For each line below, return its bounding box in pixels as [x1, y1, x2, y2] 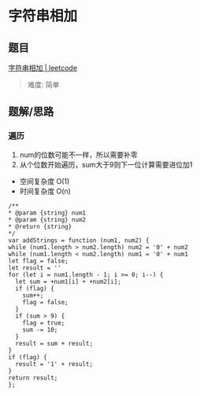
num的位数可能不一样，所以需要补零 [19, 150, 138, 159]
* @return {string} [8, 222, 72, 230]
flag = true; [22, 319, 65, 327]
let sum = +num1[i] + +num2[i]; [15, 277, 122, 285]
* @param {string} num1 [8, 209, 87, 217]
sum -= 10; [22, 325, 58, 334]
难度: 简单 [27, 80, 60, 89]
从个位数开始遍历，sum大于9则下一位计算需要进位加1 [19, 159, 193, 169]
